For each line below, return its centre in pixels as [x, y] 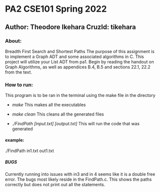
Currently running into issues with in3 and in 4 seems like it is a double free [80, 174]
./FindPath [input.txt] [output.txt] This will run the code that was [76, 124]
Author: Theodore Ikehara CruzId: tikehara [71, 27]
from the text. [19, 72]
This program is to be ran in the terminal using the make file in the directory [80, 96]
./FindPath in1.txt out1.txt [30, 151]
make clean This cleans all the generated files [58, 114]
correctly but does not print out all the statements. [55, 185]
